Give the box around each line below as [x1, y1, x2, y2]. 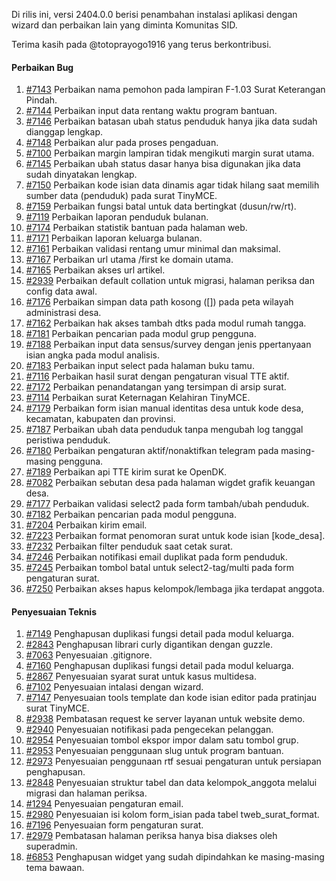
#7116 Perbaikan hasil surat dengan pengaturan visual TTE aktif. [25, 370, 290, 383]
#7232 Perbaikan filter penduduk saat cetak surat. [25, 540, 234, 553]
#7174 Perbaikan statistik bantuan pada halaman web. [25, 222, 248, 234]
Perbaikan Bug [11, 61, 74, 73]
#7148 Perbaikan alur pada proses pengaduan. [25, 137, 219, 149]
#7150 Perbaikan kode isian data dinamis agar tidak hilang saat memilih [25, 179, 320, 191]
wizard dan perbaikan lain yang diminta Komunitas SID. [11, 19, 238, 31]
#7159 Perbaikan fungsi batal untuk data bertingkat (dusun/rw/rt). [25, 200, 297, 213]
